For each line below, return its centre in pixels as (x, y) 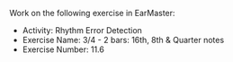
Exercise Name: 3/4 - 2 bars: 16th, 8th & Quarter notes (123, 40)
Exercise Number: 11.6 (63, 49)
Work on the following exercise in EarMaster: (92, 13)
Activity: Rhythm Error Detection (82, 30)
